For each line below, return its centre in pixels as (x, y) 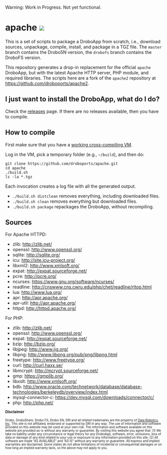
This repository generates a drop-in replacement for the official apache (78, 67)
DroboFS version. (23, 57)
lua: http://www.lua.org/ (37, 292)
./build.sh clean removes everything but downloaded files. (75, 201)
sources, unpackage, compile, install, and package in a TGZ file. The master (83, 47)
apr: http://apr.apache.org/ (40, 298)
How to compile (30, 133)
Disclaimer (15, 412)
